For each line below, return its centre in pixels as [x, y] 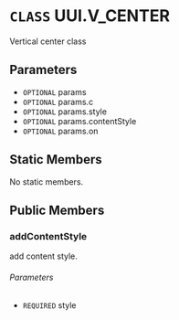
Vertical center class [48, 41]
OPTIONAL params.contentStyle [79, 121]
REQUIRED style [49, 305]
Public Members [57, 210]
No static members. [47, 181]
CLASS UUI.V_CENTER [90, 16]
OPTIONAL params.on [60, 131]
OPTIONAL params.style [65, 112]
